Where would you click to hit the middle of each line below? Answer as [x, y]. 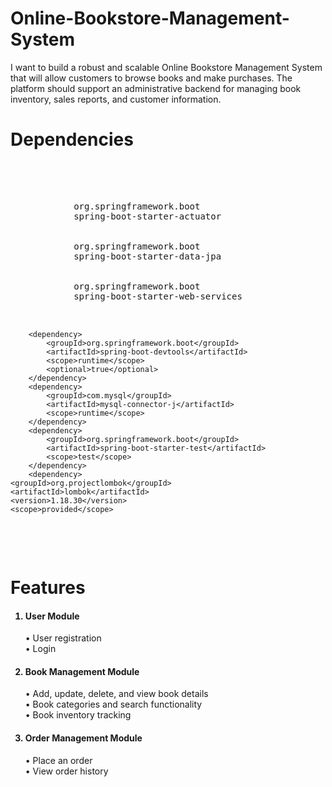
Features [48, 588]
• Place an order [58, 760]
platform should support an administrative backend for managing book [156, 88]
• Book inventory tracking [78, 715]
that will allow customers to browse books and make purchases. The [151, 78]
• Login [40, 649]
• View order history [66, 771]
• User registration [63, 638]
